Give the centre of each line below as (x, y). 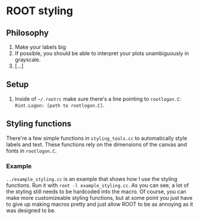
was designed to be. (31, 210)
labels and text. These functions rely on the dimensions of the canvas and (97, 144)
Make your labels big (40, 47)
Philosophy (28, 33)
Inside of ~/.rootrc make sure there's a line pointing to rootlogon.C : (98, 98)
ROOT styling (40, 11)
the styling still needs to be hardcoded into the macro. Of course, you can (96, 192)
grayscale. (28, 60)
